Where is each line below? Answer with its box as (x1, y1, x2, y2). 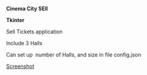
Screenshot (6, 62, 34, 70)
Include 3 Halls (6, 40, 43, 46)
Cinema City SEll (6, 5, 49, 12)
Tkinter (6, 17, 25, 23)
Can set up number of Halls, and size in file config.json (6, 51, 141, 58)
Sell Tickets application (6, 28, 63, 35)
